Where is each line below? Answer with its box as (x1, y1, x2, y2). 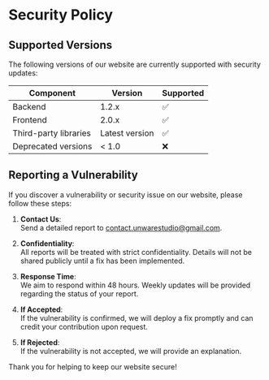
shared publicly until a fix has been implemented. (20, 256, 185, 266)
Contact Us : (20, 214, 62, 224)
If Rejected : (20, 337, 60, 347)
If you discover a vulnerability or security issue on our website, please (8, 189, 243, 200)
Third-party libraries (12, 127, 92, 139)
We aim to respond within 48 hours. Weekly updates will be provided (20, 280, 251, 290)
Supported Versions (8, 38, 112, 52)
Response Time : (20, 271, 76, 281)
